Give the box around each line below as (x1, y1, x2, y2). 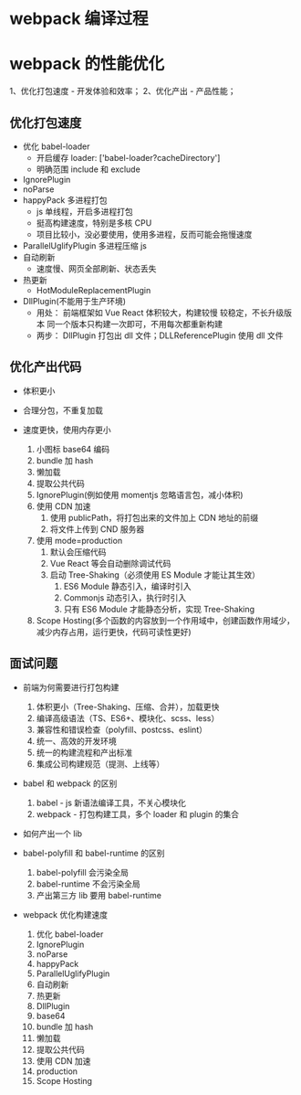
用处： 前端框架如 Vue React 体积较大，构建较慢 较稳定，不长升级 (36, 307, 285, 318)
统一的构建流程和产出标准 (36, 747, 133, 758)
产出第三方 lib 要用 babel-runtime (36, 889, 162, 900)
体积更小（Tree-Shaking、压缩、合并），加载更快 (36, 701, 220, 712)
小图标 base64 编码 (36, 443, 110, 454)
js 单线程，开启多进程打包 (36, 206, 134, 217)
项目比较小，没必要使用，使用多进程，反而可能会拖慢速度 (36, 229, 253, 239)
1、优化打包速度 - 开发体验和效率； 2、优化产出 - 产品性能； (9, 86, 236, 97)
